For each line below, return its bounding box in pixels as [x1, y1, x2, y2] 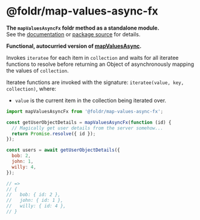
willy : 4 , [11, 164, 36, 170]
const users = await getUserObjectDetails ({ [6, 147, 120, 154]
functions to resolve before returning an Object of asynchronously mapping [6, 60, 195, 68]
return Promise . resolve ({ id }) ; [11, 131, 96, 137]
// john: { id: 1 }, [6, 198, 63, 204]
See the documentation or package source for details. [6, 30, 141, 37]
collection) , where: [6, 85, 56, 92]
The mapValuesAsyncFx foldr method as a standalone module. [6, 24, 160, 31]
